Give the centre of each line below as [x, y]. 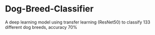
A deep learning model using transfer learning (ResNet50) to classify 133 [78, 22]
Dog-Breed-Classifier [49, 9]
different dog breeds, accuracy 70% [41, 27]
